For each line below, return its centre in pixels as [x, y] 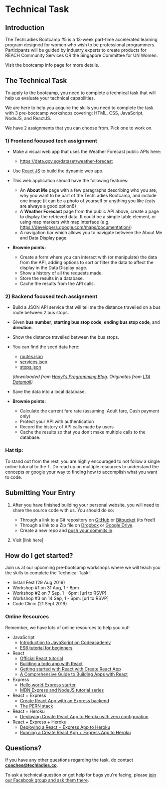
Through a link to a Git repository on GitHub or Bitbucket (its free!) [87, 520]
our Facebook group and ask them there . [47, 780]
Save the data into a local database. [49, 392]
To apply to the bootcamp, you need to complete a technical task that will [81, 93]
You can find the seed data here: [46, 347]
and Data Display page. [44, 238]
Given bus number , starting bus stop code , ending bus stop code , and [86, 322]
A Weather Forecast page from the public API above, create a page [89, 211]
